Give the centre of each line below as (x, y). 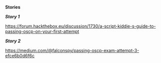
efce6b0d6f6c (20, 56)
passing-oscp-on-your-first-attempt (42, 31)
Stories (13, 7)
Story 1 (12, 16)
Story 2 (13, 41)
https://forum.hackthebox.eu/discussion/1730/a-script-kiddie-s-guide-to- (80, 26)
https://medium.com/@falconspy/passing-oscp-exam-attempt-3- (72, 50)
